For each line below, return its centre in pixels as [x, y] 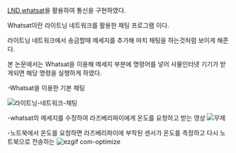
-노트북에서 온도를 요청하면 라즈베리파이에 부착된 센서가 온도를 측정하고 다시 [113, 133]
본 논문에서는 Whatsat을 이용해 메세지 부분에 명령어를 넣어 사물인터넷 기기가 [113, 64]
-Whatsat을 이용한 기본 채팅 [46, 88]
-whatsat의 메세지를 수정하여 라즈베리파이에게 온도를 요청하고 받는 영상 [106, 118]
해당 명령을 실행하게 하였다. [64, 73]
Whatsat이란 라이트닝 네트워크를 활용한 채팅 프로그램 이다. [89, 25]
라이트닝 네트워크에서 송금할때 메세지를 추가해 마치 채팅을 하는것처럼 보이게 [112, 40]
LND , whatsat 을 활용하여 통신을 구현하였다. [67, 10]
